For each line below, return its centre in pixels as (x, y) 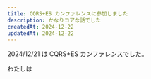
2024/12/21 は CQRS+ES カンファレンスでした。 (78, 54)
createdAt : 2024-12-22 (41, 27)
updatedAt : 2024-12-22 (41, 33)
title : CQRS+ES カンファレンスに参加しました (68, 14)
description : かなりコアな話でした (54, 20)
